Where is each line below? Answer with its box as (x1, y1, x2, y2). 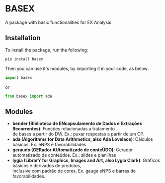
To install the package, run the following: (5, 47, 88, 53)
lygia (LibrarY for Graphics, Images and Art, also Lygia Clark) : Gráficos (12, 157, 161, 164)
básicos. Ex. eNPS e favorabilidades (12, 142, 86, 148)
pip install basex (5, 57, 43, 61)
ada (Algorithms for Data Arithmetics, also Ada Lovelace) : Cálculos (12, 136, 153, 142)
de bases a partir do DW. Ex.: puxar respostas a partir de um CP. (12, 131, 145, 137)
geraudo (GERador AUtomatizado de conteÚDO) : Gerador (12, 147, 133, 153)
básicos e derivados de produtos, (12, 163, 82, 169)
